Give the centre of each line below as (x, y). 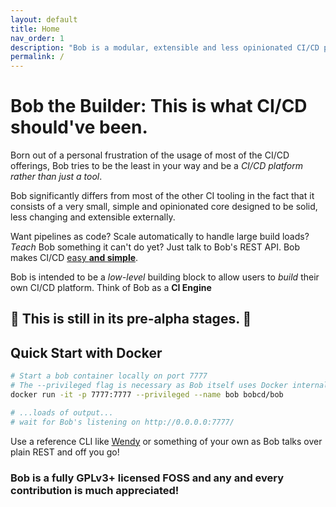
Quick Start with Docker (86, 352)
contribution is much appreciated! (95, 490)
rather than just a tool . (56, 177)
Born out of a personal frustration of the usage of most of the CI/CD (150, 155)
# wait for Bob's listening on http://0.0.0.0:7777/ (122, 422)
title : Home (35, 29)
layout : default (44, 19)
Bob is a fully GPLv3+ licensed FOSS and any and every (147, 478)
